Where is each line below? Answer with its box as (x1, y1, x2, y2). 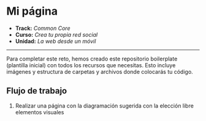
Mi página (6, 4, 58, 18)
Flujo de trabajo (6, 86, 67, 96)
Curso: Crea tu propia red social (15, 31, 98, 38)
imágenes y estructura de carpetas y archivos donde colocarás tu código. (6, 68, 193, 75)
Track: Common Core (15, 24, 71, 32)
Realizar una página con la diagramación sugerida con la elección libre (15, 102, 194, 109)
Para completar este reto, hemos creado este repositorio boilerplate (6, 55, 178, 62)
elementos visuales (15, 108, 64, 116)
